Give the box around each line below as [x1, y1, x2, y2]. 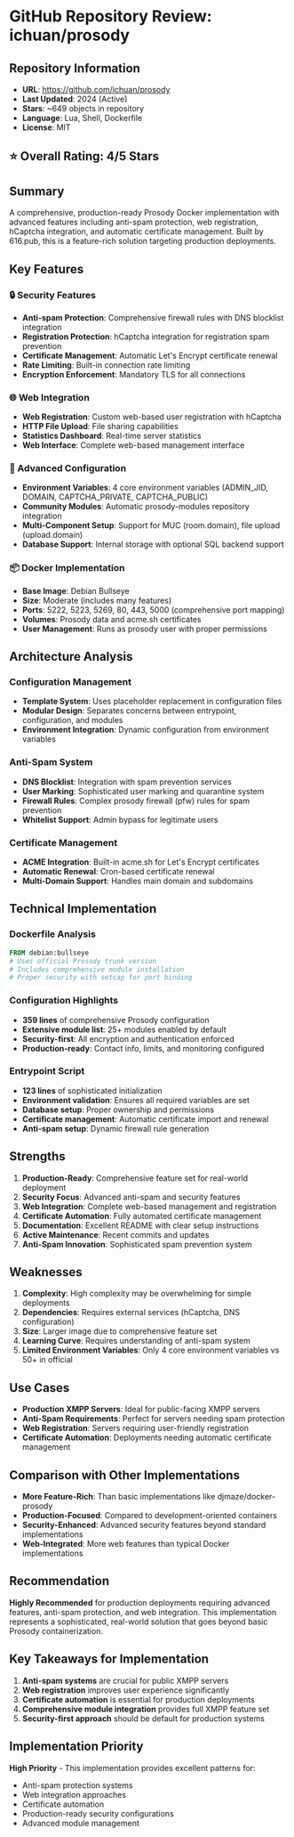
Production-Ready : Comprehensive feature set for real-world [21, 1173, 249, 1183]
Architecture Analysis [9, 649, 133, 664]
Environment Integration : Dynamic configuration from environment [21, 724, 269, 736]
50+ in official [21, 1354, 73, 1365]
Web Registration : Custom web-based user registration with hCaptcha [21, 411, 282, 422]
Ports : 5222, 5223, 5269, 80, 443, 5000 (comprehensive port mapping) [21, 604, 285, 615]
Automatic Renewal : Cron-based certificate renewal [21, 866, 215, 877]
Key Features [9, 261, 84, 277]
